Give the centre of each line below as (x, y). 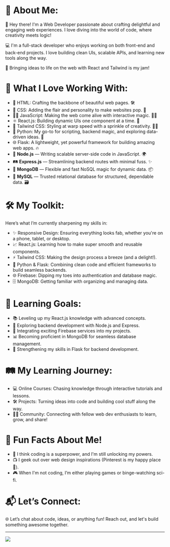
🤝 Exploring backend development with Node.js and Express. (76, 325)
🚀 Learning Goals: (43, 304)
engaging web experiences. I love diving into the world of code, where (79, 29)
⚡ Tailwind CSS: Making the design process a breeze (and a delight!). (84, 257)
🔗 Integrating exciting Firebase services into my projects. (72, 331)
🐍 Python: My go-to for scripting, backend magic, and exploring (79, 131)
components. (26, 251)
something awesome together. (37, 525)
